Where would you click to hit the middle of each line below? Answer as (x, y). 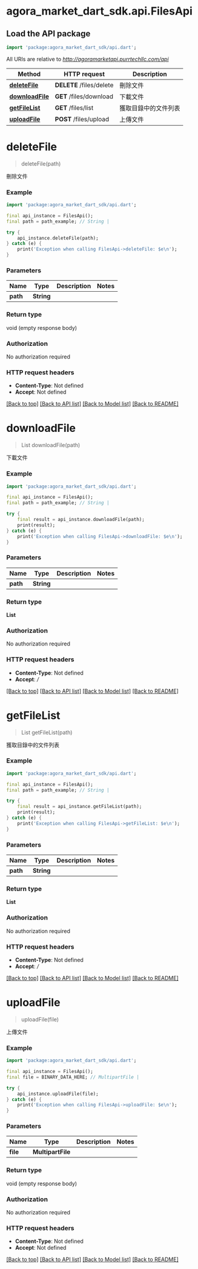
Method (29, 74)
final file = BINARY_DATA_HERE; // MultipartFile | (73, 1077)
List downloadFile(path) (51, 445)
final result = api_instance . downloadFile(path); (81, 520)
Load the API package (48, 34)
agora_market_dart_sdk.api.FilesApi (99, 11)
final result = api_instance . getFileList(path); (80, 807)
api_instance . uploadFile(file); (58, 1094)
